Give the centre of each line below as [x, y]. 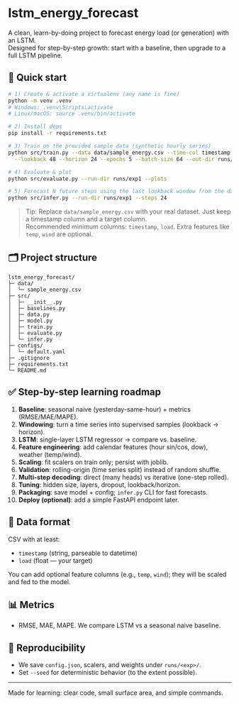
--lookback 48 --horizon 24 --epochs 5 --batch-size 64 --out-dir [115, 159]
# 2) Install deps [35, 127]
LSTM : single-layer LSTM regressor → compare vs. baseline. [107, 439]
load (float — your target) [55, 560]
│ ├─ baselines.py [37, 308]
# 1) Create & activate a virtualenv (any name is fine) [94, 94]
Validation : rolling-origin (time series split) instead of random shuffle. [119, 469]
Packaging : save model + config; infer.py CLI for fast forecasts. [113, 492]
